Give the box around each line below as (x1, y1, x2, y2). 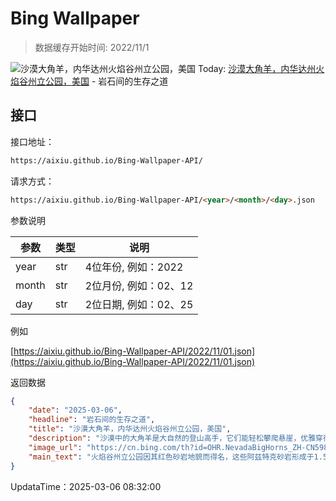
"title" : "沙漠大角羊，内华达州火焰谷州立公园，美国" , (28, 424, 232, 434)
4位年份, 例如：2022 (84, 260, 184, 274)
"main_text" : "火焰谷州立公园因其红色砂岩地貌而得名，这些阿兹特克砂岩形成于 (28, 452, 315, 462)
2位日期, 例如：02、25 (84, 297, 194, 311)
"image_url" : (28, 442, 83, 452)
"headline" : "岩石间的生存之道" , (28, 415, 156, 425)
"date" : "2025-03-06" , (28, 405, 123, 416)
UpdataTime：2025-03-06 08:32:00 (10, 480, 162, 492)
